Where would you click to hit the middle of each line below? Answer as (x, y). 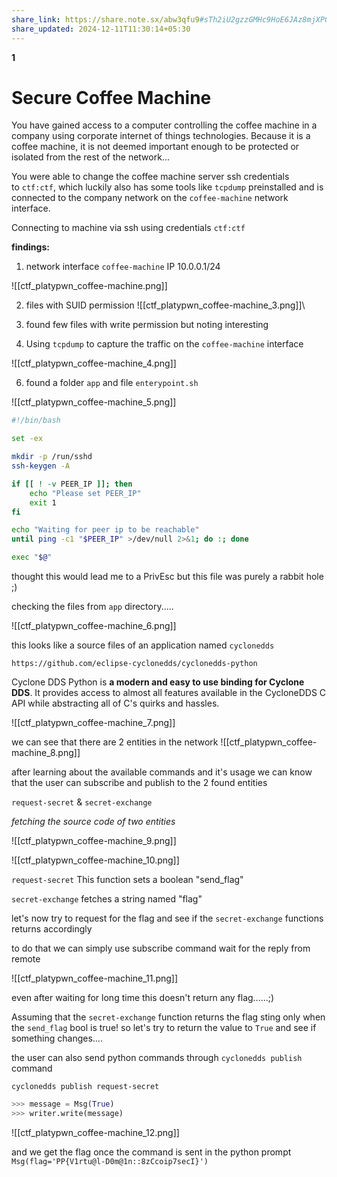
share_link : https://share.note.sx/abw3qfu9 (105, 19)
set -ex (27, 439)
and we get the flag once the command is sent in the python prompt (151, 1152)
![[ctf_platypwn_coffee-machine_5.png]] (94, 402)
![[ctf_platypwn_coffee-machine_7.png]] (93, 723)
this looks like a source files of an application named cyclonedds (143, 645)
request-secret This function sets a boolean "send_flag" (127, 880)
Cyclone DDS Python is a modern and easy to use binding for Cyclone (158, 682)
